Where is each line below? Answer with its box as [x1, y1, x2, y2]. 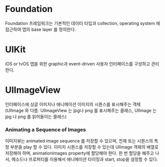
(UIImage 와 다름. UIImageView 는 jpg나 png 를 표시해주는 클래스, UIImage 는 [5, 107, 157, 113]
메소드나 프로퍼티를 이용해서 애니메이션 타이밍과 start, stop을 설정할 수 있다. [11, 156, 159, 163]
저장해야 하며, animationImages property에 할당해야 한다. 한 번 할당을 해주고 [5, 150, 154, 156]
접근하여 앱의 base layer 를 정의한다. [5, 26, 76, 32]
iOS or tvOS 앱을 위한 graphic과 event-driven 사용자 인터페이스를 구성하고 [5, 60, 150, 67]
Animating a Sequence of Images [5, 126, 86, 133]
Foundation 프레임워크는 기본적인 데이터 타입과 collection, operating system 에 [5, 20, 160, 26]
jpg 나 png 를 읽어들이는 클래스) [5, 113, 67, 119]
